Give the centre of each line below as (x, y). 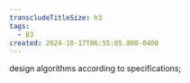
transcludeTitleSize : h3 (56, 18)
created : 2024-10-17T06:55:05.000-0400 (84, 43)
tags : (19, 26)
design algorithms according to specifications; (95, 69)
